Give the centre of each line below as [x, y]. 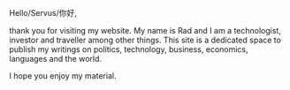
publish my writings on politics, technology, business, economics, [129, 49]
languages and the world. [56, 59]
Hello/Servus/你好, [43, 13]
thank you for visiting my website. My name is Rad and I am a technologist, [145, 30]
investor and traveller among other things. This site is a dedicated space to [145, 40]
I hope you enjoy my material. [63, 76]
